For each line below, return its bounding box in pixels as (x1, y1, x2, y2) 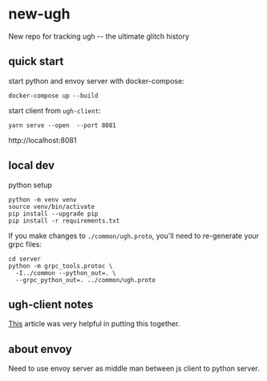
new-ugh (8, 5, 71, 23)
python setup (8, 180, 52, 190)
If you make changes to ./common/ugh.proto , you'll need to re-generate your (8, 231, 259, 240)
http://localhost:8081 (8, 135, 77, 145)
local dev (8, 158, 55, 173)
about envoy (8, 342, 72, 356)
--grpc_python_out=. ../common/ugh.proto (15, 276, 156, 284)
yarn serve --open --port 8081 (8, 121, 116, 129)
